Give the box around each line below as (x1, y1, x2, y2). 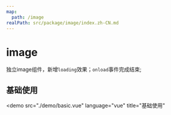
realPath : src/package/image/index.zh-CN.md (6, 20, 119, 26)
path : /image (11, 14, 44, 20)
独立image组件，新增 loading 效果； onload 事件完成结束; (6, 66, 142, 73)
